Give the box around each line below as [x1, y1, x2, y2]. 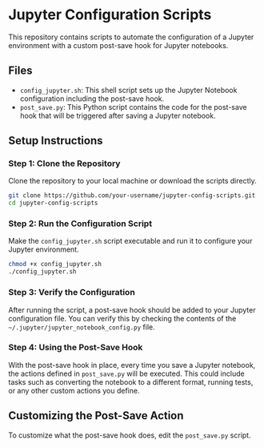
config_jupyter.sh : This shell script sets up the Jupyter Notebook [19, 85, 238, 95]
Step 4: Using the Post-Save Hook [8, 342, 143, 353]
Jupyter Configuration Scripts [8, 6, 212, 24]
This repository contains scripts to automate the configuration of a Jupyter [8, 32, 254, 42]
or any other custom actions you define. [8, 385, 140, 395]
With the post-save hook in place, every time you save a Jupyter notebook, [8, 360, 256, 369]
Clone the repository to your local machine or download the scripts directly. [8, 176, 258, 186]
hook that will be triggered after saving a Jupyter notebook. [19, 111, 216, 120]
